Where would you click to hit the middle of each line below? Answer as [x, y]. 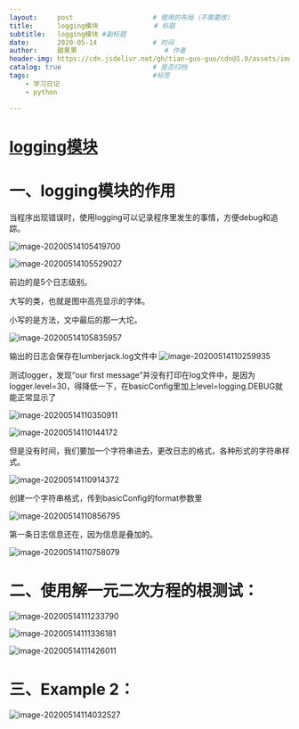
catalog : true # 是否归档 [98, 68]
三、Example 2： [72, 689]
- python [41, 92]
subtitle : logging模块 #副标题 [68, 34]
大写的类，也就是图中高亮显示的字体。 [79, 300]
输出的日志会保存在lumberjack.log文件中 [83, 356]
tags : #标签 [90, 76]
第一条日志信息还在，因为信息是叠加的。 [83, 534]
